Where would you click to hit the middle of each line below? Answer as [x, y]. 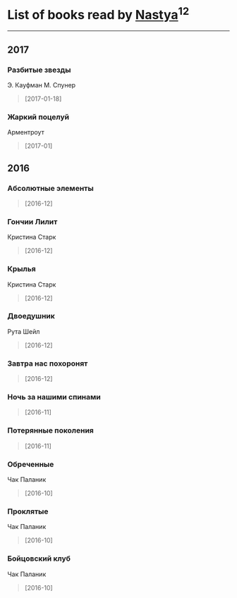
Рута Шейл [24, 331]
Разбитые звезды [39, 70]
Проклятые [28, 511]
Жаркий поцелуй [38, 117]
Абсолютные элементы [50, 188]
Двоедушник [31, 316]
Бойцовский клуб [39, 559]
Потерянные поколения [50, 430]
